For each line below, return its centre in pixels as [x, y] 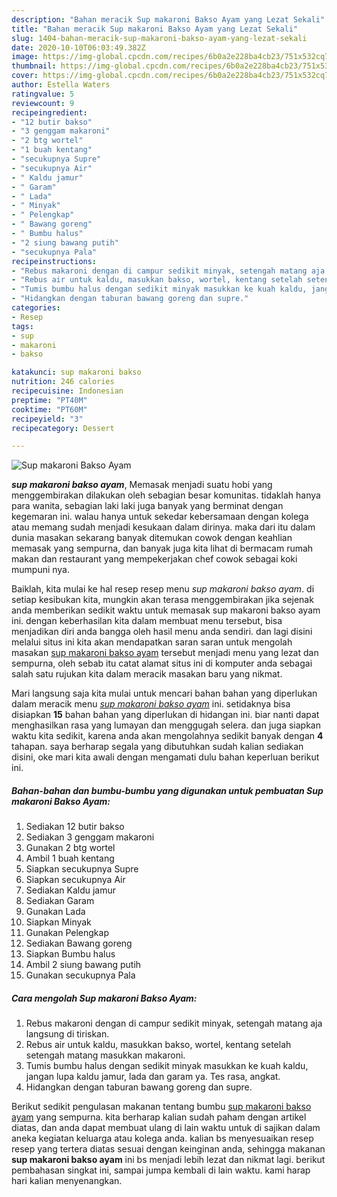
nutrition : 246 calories [63, 382]
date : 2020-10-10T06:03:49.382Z [78, 47]
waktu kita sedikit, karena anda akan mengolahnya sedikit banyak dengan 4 [167, 736]
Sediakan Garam [60, 901]
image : [25, 57]
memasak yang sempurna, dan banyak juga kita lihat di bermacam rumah [162, 548]
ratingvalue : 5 [43, 94]
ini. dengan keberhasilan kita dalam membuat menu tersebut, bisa [147, 621]
